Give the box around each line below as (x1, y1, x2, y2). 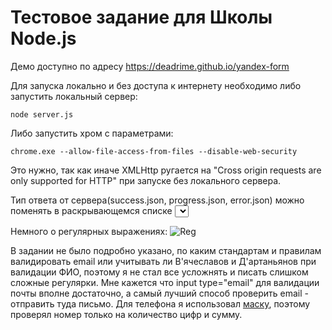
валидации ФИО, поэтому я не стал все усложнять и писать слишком (10, 266, 309, 278)
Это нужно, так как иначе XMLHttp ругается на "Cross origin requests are (10, 164, 322, 176)
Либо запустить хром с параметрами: (10, 127, 174, 139)
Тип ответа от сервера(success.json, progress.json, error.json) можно (10, 194, 305, 206)
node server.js (10, 109, 74, 120)
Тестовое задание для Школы (10, 6, 273, 29)
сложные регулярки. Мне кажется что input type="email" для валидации (10, 276, 320, 288)
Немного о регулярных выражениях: (10, 225, 168, 237)
